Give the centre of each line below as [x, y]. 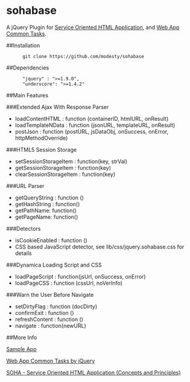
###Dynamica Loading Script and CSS [54, 265]
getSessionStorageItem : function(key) [63, 167]
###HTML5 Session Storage [42, 149]
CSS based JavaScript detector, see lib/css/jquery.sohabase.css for [100, 247]
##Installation [23, 45]
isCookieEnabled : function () [51, 240]
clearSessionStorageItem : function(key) [65, 174]
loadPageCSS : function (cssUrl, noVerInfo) [68, 283]
